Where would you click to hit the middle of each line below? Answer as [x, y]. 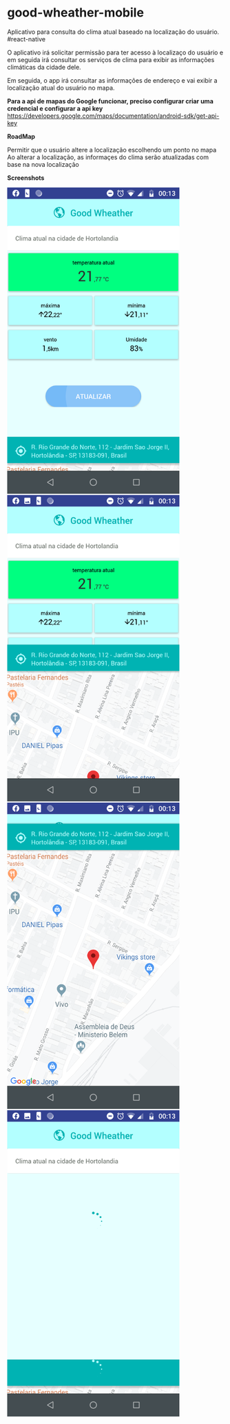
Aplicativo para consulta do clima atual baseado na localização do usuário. [113, 32]
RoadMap [21, 136]
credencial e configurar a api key [55, 108]
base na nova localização [43, 164]
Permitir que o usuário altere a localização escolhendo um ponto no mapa [112, 150]
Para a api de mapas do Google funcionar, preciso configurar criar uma [110, 101]
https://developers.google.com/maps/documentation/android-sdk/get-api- [113, 116]
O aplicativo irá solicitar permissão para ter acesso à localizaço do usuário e [115, 52]
